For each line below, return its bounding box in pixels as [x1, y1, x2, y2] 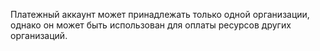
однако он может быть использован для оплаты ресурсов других [10, 19, 292, 31]
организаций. [10, 30, 68, 41]
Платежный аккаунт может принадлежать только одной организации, [10, 9, 310, 20]
